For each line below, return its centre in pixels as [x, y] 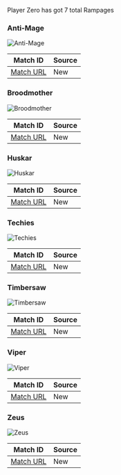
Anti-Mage [26, 28]
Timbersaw [27, 288]
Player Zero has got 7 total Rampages [60, 10]
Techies [21, 223]
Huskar [20, 158]
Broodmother [30, 93]
